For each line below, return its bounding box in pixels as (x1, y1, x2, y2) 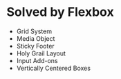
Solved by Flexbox (6, 4, 115, 20)
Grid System (16, 27, 53, 35)
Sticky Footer (16, 42, 55, 50)
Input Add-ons (16, 56, 58, 64)
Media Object (16, 34, 55, 42)
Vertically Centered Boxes (16, 64, 91, 72)
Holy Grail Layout (16, 49, 66, 58)
